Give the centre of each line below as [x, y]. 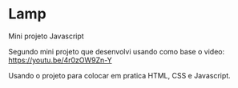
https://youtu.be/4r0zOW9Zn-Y [60, 60]
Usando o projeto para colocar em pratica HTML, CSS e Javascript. [119, 75]
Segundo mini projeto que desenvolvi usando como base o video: [117, 51]
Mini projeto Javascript [46, 36]
